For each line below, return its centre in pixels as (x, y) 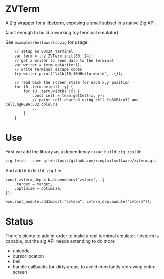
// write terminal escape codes (48, 69)
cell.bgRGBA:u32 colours (31, 104)
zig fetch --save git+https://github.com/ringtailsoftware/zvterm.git (81, 161)
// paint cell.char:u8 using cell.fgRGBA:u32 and (85, 100)
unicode (21, 251)
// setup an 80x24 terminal (44, 51)
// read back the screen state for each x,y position (72, 82)
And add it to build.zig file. (34, 170)
